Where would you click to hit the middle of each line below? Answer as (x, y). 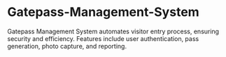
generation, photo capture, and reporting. (67, 46)
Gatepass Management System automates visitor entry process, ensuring (113, 31)
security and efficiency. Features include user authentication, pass (103, 38)
